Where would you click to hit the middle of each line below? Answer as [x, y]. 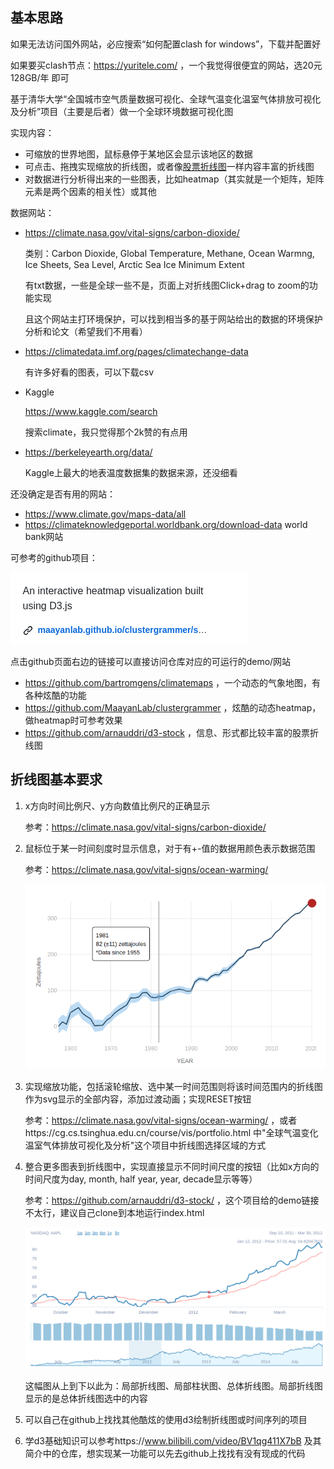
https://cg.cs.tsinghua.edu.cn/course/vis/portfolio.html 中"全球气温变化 [171, 1132]
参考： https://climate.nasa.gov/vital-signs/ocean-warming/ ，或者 [161, 1120]
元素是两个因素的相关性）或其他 [90, 191]
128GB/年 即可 [40, 77]
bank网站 [44, 536]
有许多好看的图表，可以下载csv [89, 372]
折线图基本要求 [56, 779]
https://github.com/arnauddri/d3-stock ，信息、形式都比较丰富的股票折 [171, 732]
